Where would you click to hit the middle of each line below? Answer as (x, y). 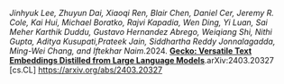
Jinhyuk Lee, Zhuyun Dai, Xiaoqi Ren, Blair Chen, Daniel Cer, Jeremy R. (142, 13)
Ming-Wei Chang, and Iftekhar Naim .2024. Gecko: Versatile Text (131, 51)
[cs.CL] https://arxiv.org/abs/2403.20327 (86, 70)
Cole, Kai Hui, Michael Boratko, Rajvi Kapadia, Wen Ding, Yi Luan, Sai (138, 22)
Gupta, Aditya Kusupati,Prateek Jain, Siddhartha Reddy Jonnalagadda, (142, 41)
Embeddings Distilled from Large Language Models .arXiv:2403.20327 (142, 60)
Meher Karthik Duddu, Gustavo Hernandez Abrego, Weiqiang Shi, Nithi (141, 32)
